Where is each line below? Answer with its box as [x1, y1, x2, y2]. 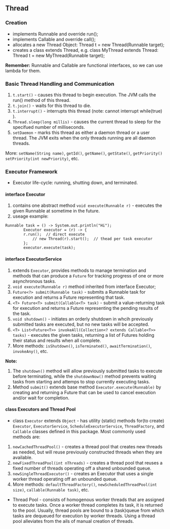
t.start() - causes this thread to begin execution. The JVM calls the [12, 91, 156, 98]
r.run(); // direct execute [23, 232, 85, 237]
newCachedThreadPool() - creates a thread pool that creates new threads [12, 443, 163, 449]
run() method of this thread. [12, 97, 71, 103]
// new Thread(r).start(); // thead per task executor [32, 236, 153, 241]
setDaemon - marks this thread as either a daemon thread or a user [12, 129, 150, 135]
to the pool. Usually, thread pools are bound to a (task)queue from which [12, 507, 164, 513]
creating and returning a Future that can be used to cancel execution [12, 389, 156, 395]
